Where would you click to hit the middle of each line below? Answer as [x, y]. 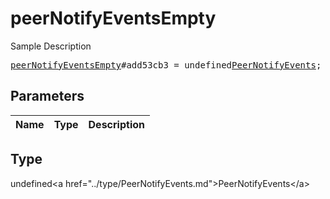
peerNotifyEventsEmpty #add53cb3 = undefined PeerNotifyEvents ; [166, 65]
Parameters [47, 96]
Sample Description [51, 46]
